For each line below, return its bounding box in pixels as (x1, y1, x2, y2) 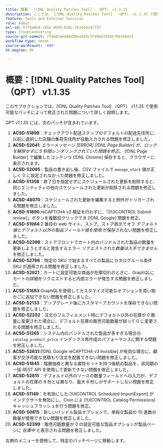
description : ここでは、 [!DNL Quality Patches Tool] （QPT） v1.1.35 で (5, 12, 154, 17)
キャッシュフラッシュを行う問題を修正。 (12, 403, 93, 409)
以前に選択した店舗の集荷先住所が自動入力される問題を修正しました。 (12, 136, 153, 142)
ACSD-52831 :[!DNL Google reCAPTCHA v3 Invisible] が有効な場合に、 (12, 348, 154, 354)
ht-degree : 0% (5, 48, 34, 52)
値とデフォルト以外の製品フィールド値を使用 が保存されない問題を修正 (12, 227, 154, 233)
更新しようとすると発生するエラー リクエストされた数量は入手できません (12, 246, 158, 251)
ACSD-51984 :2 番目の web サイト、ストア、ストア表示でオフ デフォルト (12, 221, 158, 227)
